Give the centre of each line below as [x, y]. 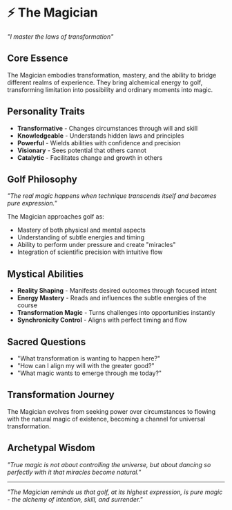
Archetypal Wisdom [51, 448]
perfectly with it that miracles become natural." [74, 472]
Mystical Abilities [46, 274]
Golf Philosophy [42, 179]
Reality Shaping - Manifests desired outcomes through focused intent [117, 291]
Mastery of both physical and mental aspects [81, 230]
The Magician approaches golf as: [56, 217]
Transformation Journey [61, 395]
